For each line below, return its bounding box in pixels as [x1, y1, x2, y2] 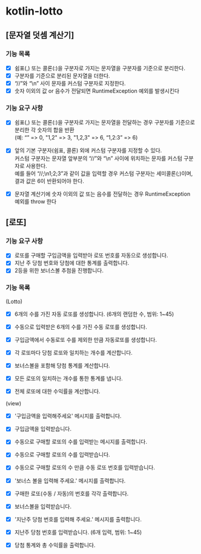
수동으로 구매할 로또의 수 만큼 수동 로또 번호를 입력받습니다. [14, 464, 156, 471]
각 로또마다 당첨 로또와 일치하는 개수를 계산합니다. [14, 349, 133, 356]
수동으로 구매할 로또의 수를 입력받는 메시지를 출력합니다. [14, 438, 148, 446]
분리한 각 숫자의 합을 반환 [14, 126, 75, 134]
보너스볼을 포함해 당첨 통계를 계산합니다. [14, 362, 110, 369]
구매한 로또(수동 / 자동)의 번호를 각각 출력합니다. [14, 490, 129, 497]
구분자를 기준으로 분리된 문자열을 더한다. [14, 72, 110, 79]
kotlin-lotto [5, 4, 63, 18]
